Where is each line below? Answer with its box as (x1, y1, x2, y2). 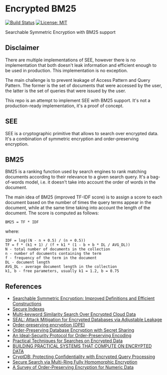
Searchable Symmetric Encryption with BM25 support (5, 29, 116, 35)
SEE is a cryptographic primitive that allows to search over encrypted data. (5, 130, 159, 136)
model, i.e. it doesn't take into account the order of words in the (25, 179, 156, 185)
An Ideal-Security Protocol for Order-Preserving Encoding (12, 333, 132, 339)
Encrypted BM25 (5, 3, 76, 14)
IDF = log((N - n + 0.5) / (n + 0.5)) (5, 238, 86, 243)
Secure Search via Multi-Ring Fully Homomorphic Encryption (12, 359, 138, 365)
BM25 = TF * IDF (5, 220, 39, 225)
